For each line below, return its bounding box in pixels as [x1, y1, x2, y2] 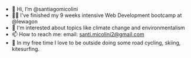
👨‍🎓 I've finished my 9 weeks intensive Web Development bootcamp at [11, 12, 182, 19]
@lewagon [11, 18, 38, 25]
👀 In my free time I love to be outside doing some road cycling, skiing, [11, 39, 181, 46]
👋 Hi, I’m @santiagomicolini [11, 6, 78, 12]
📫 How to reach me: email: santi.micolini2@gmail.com [11, 31, 144, 37]
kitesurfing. [11, 46, 40, 52]
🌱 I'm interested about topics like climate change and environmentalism [11, 24, 186, 31]
